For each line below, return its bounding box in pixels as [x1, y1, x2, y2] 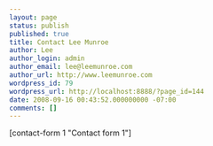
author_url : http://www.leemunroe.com [9, 71, 153, 80]
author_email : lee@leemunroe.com [9, 63, 133, 72]
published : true [9, 29, 69, 38]
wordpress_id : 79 [9, 79, 74, 88]
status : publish [9, 21, 69, 30]
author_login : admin [9, 54, 86, 63]
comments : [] [9, 104, 58, 112]
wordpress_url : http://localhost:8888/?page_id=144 [9, 87, 204, 96]
